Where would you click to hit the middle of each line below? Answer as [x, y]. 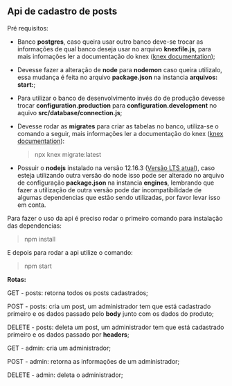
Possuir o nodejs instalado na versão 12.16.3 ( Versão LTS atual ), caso [116, 168]
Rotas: [17, 279]
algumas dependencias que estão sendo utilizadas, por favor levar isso [118, 197]
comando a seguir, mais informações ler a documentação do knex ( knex [120, 133]
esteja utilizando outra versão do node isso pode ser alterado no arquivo [121, 175]
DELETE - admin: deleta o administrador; [65, 375]
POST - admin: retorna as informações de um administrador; [93, 361]
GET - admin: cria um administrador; [59, 348]
